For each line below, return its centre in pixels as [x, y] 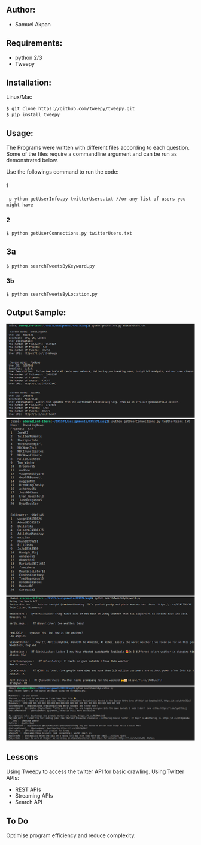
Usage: [20, 133]
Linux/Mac [19, 97]
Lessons [22, 757]
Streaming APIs [34, 796]
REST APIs [28, 789]
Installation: [29, 83]
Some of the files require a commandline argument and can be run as [92, 154]
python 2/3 [28, 57]
